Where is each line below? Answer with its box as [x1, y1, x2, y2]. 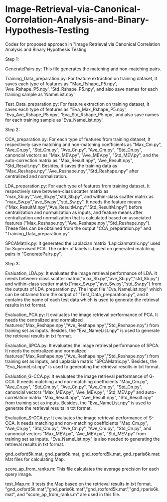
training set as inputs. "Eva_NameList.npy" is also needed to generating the [5, 436, 161, 442]
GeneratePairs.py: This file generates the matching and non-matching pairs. [5, 66, 161, 72]
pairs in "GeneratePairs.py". [5, 251, 62, 257]
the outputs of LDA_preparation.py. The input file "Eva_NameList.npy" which [5, 286, 162, 292]
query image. [5, 471, 32, 477]
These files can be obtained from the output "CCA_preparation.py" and [5, 225, 152, 231]
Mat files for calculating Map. [5, 456, 65, 462]
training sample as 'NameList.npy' [5, 91, 75, 97]
